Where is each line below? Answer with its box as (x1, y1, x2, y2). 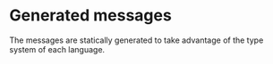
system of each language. (9, 44, 106, 54)
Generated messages (9, 5, 172, 26)
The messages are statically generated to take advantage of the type (9, 35, 264, 45)
